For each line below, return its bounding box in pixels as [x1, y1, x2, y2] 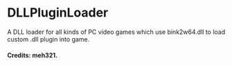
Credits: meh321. [7, 50, 57, 59]
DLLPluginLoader [7, 5, 109, 21]
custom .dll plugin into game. [7, 35, 90, 43]
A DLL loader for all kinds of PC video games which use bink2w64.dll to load [7, 28, 226, 36]
